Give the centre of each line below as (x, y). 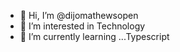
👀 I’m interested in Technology (82, 26)
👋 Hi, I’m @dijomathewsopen (79, 15)
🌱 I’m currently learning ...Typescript (94, 36)
